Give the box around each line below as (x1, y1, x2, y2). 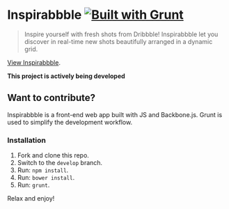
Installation (7, 135, 47, 145)
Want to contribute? (7, 92, 96, 104)
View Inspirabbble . (7, 58, 61, 66)
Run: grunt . (17, 181, 50, 189)
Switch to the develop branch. (17, 159, 103, 167)
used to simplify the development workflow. (7, 118, 133, 126)
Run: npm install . (17, 166, 69, 174)
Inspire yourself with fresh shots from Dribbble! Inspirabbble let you (24, 30, 219, 38)
